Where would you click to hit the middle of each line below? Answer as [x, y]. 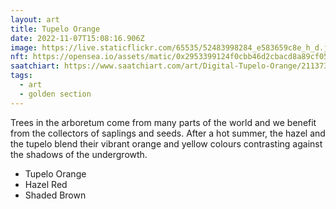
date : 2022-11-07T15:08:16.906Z [77, 38]
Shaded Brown [55, 195]
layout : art [35, 19]
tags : [21, 76]
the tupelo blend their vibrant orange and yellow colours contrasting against [166, 143]
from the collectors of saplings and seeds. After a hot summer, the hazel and [168, 133]
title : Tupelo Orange [55, 29]
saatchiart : [35, 66]
